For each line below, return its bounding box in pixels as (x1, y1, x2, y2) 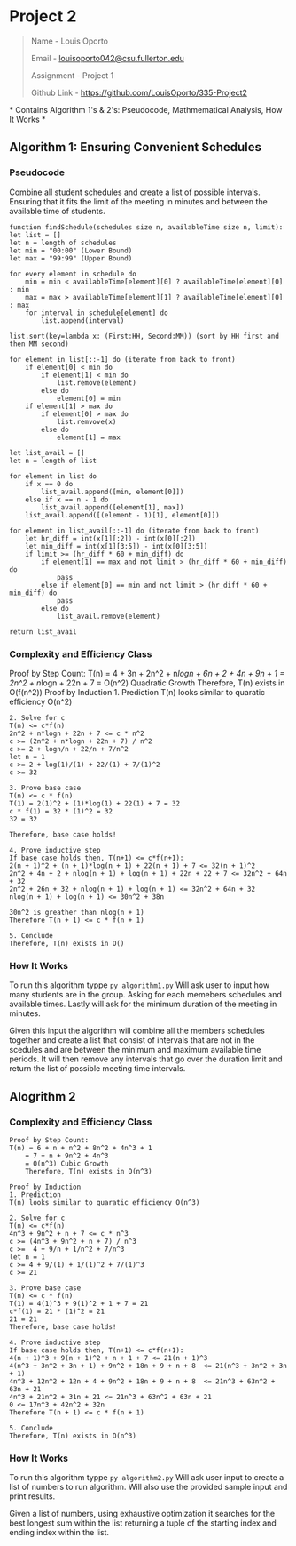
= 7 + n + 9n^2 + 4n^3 (25, 1151, 109, 1160)
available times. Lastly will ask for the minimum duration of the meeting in (9, 998, 277, 1010)
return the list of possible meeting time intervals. (9, 1063, 186, 1074)
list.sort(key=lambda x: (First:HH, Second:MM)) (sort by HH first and (9, 332, 279, 340)
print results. (9, 1491, 56, 1502)
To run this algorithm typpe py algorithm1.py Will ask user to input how (9, 980, 270, 990)
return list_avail (9, 627, 77, 637)
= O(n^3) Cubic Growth (25, 1158, 109, 1168)
